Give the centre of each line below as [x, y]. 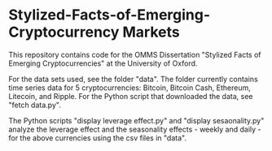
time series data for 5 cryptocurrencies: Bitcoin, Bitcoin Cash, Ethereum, [129, 88]
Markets [151, 32]
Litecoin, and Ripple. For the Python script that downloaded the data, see [131, 96]
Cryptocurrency [64, 32]
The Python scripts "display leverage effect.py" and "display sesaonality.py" [136, 120]
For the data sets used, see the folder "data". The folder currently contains [133, 79]
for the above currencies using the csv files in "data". [98, 138]
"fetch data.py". [35, 105]
